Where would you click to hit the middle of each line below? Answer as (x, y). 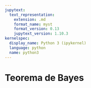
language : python (28, 48)
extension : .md (30, 19)
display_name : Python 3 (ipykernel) (48, 43)
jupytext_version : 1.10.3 (41, 34)
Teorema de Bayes (44, 78)
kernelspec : (17, 39)
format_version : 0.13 (36, 29)
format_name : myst (33, 24)
